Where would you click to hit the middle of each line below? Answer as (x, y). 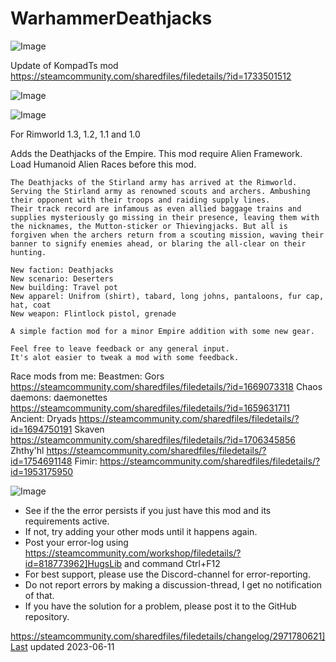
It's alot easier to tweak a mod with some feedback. (125, 357)
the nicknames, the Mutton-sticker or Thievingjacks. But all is (149, 226)
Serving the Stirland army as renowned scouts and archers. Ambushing (160, 191)
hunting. (28, 252)
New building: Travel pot (64, 287)
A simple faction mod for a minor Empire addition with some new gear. (162, 331)
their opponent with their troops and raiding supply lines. (140, 200)
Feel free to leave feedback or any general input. (120, 348)
